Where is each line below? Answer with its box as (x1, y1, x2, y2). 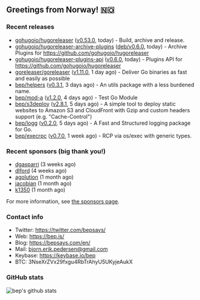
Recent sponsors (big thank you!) (6, 147, 106, 155)
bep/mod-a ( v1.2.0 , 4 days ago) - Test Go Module (14, 94, 138, 101)
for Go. (14, 125, 33, 133)
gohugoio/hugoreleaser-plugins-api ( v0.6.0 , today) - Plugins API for (14, 55, 183, 62)
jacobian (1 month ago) (14, 179, 72, 187)
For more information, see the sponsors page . (6, 197, 120, 205)
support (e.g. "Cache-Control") (14, 113, 92, 120)
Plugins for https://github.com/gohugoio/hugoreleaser (14, 49, 149, 56)
